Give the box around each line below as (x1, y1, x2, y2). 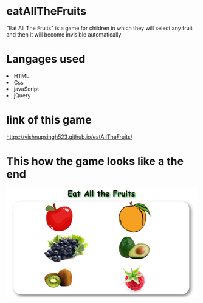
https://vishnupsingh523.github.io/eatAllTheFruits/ (6, 133, 132, 141)
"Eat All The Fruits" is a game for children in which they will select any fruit (6, 24, 193, 32)
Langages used (6, 52, 86, 66)
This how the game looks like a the (6, 155, 184, 168)
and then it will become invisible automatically (6, 30, 122, 38)
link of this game (6, 113, 92, 127)
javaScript (14, 85, 40, 92)
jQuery (14, 91, 31, 99)
